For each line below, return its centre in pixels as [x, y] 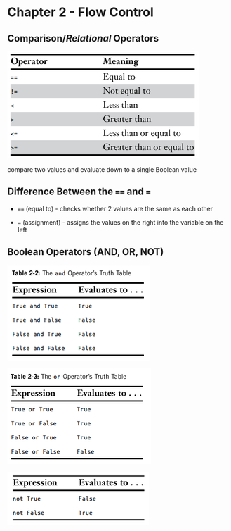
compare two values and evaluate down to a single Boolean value [102, 169]
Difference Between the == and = [79, 192]
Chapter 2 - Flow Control [81, 12]
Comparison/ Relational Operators [83, 38]
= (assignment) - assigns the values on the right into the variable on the [120, 222]
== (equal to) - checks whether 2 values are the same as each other [115, 208]
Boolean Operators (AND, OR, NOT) [86, 252]
